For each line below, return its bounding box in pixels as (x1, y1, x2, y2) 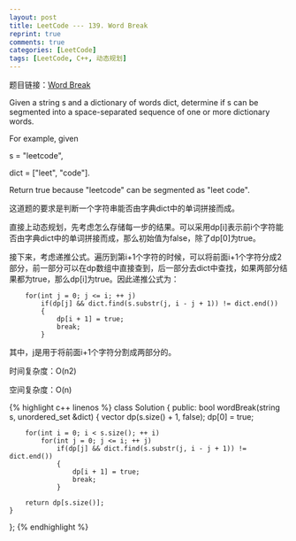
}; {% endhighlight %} (9, 522, 89, 532)
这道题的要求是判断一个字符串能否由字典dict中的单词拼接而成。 (9, 203, 240, 213)
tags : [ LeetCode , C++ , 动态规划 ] (9, 54, 127, 63)
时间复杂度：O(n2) (9, 366, 77, 376)
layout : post (9, 12, 57, 22)
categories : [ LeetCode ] (9, 46, 97, 55)
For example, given (9, 134, 80, 143)
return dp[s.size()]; (25, 498, 104, 507)
